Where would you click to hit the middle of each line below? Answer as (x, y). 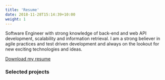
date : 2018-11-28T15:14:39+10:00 (40, 14)
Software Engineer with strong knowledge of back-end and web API (76, 33)
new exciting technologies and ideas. (44, 49)
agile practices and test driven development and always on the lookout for (82, 44)
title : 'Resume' (22, 10)
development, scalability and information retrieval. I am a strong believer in (83, 38)
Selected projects (27, 72)
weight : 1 (16, 19)
